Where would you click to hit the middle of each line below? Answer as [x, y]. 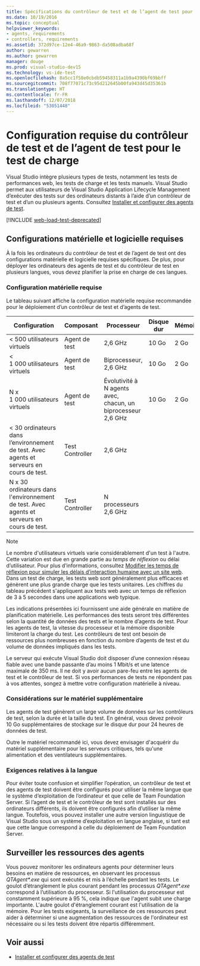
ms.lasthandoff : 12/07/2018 [41, 100]
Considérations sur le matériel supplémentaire [75, 699]
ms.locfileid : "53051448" [38, 106]
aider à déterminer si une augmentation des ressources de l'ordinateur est [97, 917]
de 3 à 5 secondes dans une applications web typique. [73, 597]
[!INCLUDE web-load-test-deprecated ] [54, 220]
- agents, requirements [36, 34]
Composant [81, 325]
